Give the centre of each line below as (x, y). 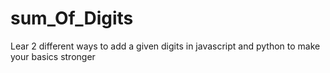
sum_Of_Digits (72, 18)
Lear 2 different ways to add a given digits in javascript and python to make (165, 46)
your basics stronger (53, 56)
